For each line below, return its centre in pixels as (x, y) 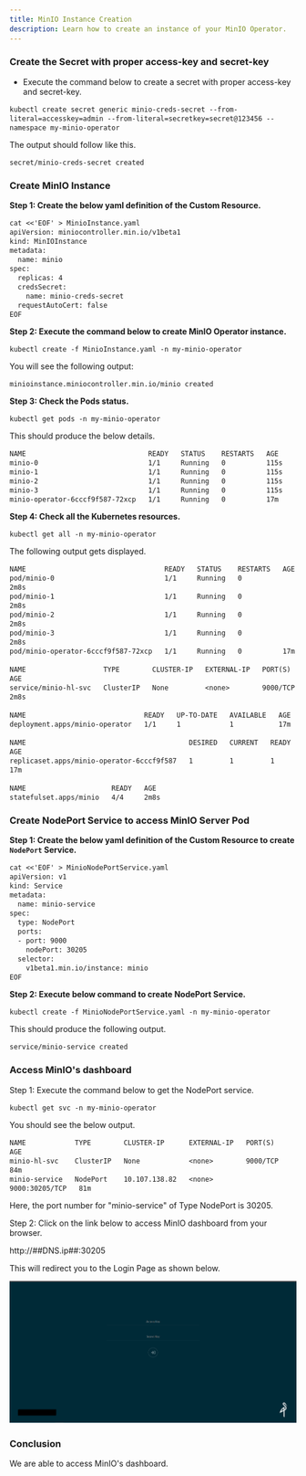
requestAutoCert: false (62, 306)
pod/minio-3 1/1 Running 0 (126, 633)
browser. (26, 1232)
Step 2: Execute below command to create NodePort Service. (127, 995)
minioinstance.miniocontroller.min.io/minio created (112, 385)
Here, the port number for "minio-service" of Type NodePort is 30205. (141, 1205)
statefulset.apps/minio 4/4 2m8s (85, 798)
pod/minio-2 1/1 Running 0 (126, 615)
